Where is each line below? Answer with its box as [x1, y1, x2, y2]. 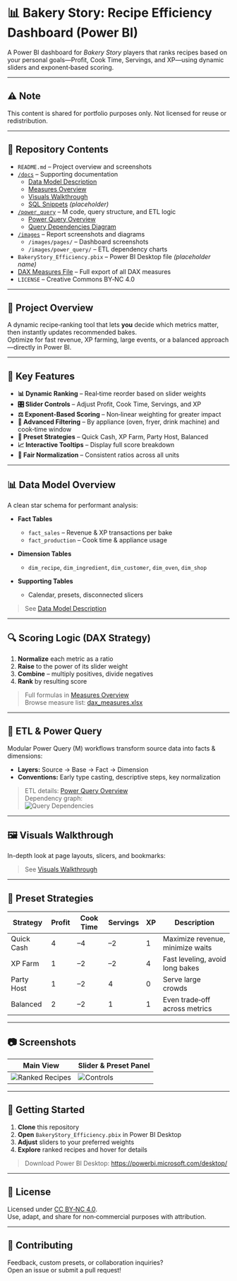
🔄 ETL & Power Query [7, 725, 102, 737]
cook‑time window [17, 425, 72, 434]
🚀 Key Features [7, 370, 75, 382]
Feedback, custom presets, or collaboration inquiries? [7, 1258, 164, 1267]
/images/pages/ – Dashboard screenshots [28, 237, 149, 246]
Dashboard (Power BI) [7, 25, 139, 41]
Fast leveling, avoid [162, 954, 226, 964]
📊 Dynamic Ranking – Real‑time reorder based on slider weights [17, 389, 207, 398]
